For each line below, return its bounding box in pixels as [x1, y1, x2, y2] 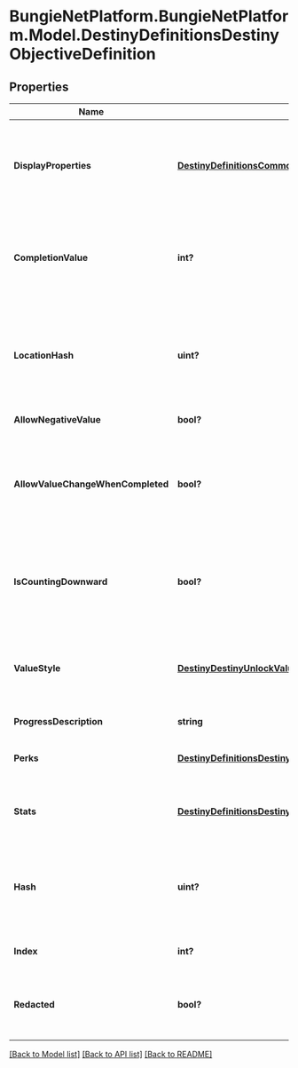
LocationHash [13, 349, 74, 361]
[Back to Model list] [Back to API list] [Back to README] [9, 1049, 213, 1059]
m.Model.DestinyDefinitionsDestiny [9, 25, 279, 45]
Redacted [13, 999, 55, 1010]
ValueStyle [13, 662, 61, 674]
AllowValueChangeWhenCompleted [13, 478, 169, 490]
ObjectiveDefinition [9, 44, 157, 64]
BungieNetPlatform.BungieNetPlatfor [9, 6, 289, 27]
